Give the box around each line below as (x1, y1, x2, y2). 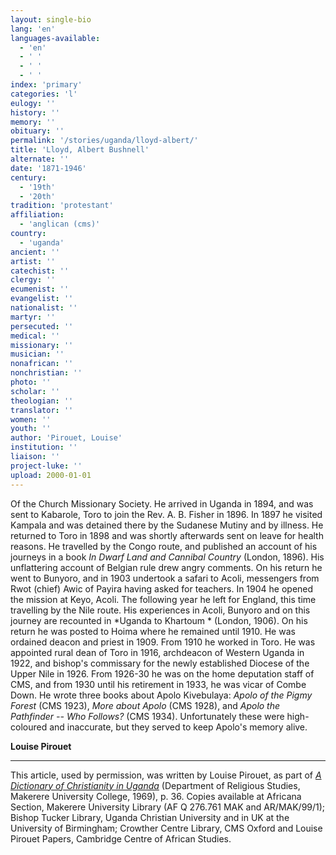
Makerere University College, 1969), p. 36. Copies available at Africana (10, 790, 302, 802)
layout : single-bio (10, 14, 92, 25)
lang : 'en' (10, 24, 56, 34)
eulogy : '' (10, 98, 56, 108)
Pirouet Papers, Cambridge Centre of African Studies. (10, 832, 232, 845)
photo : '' (10, 377, 52, 387)
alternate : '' (10, 154, 70, 164)
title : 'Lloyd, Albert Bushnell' (10, 145, 150, 155)
